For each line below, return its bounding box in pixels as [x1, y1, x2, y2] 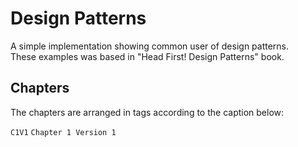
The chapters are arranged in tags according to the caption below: [10, 106, 285, 118]
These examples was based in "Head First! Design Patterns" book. [10, 50, 285, 62]
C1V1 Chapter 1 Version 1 [10, 127, 117, 137]
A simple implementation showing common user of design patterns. [10, 40, 290, 52]
